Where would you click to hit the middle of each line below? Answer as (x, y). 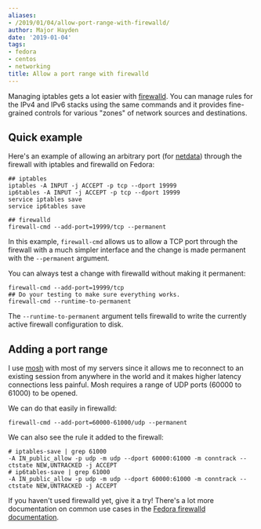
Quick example (45, 138)
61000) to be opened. (43, 393)
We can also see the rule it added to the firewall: (86, 437)
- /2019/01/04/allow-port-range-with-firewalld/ (89, 23)
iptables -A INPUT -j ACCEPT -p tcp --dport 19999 (92, 186)
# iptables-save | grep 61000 (58, 452)
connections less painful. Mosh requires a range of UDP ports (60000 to (125, 385)
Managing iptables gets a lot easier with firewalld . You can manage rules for (130, 96)
